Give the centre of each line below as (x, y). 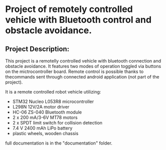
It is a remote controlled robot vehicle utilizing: (53, 92)
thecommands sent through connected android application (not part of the (82, 77)
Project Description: (37, 49)
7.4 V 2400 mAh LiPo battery (43, 128)
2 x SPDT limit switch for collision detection (57, 123)
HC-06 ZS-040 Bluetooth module (47, 112)
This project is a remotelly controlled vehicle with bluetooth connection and (83, 61)
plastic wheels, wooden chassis (46, 133)
